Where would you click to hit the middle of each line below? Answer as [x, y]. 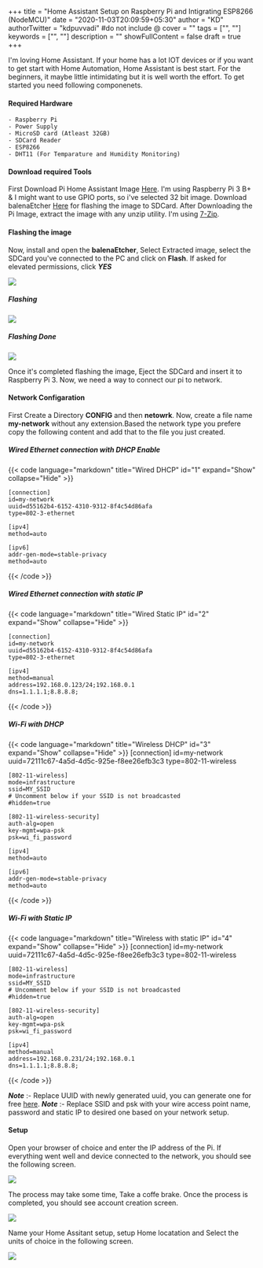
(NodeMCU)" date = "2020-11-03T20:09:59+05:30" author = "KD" [116, 20]
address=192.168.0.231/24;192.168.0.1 [71, 1059]
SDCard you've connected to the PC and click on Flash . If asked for [117, 258]
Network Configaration [47, 397]
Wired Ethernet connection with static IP [76, 594]
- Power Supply [33, 127]
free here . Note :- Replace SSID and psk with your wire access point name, [130, 1103]
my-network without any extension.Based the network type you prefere [124, 423]
